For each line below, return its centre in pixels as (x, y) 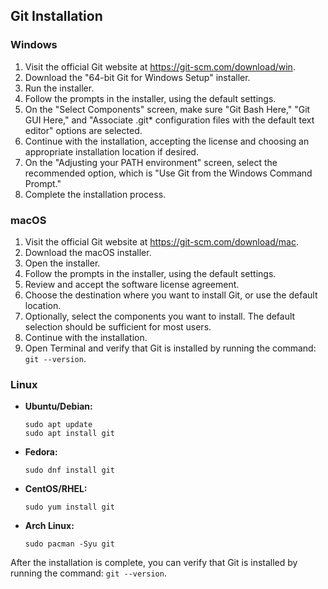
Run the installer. (59, 88)
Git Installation (56, 16)
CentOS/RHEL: (56, 489)
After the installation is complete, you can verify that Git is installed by (154, 563)
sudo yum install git (69, 507)
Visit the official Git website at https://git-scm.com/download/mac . (161, 241)
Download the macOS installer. (88, 252)
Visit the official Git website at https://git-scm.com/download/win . (160, 66)
